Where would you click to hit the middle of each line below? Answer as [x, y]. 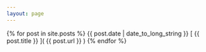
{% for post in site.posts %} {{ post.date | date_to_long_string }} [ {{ [103, 33]
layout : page [25, 14]
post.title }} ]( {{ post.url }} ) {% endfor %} [67, 41]
